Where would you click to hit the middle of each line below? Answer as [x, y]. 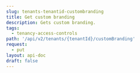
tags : [13, 28]
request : [17, 45]
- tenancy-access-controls [44, 34]
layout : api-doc [26, 55]
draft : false [22, 61]
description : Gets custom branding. [51, 22]
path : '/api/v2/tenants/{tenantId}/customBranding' [71, 39]
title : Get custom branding [41, 17]
